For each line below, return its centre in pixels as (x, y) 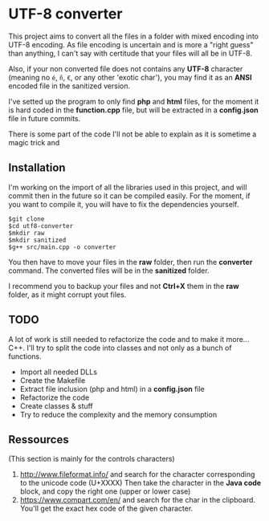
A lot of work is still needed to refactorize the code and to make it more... (129, 339)
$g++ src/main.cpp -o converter (62, 247)
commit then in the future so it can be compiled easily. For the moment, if (129, 195)
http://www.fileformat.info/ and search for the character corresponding (137, 474)
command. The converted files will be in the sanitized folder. (109, 271)
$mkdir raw (26, 233)
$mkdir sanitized (37, 240)
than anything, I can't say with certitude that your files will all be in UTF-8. (130, 53)
